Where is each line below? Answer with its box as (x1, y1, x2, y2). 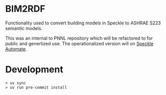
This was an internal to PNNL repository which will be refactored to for (5, 35, 153, 41)
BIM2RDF (5, 3, 46, 15)
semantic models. (5, 25, 43, 31)
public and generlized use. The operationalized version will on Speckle (5, 40, 154, 46)
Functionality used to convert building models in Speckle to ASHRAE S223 (5, 20, 161, 26)
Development (5, 64, 64, 75)
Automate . (5, 46, 27, 52)
